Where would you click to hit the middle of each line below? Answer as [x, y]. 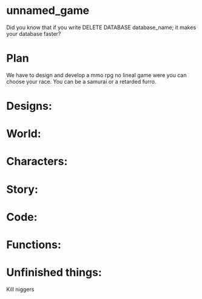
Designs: [29, 106]
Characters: [37, 162]
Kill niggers [20, 289]
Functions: [34, 245]
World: [24, 134]
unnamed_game [48, 11]
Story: [22, 189]
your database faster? [34, 33]
